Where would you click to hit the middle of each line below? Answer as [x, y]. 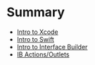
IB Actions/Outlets [43, 54]
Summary [36, 12]
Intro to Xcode [37, 32]
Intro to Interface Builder [52, 47]
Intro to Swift [35, 39]
